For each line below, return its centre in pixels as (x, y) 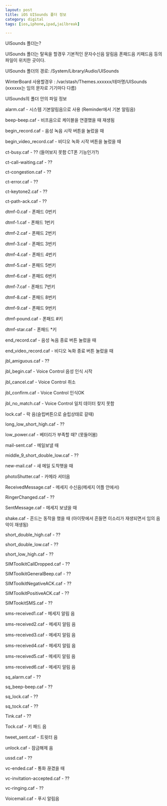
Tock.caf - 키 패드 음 (26, 726)
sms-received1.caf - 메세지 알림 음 (40, 614)
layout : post (19, 10)
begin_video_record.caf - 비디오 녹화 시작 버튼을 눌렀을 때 (63, 142)
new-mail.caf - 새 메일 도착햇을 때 (39, 466)
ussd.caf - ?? (19, 758)
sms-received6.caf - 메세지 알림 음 (40, 667)
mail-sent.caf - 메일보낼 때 (32, 445)
